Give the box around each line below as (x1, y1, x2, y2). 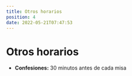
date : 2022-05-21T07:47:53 (6, 19, 73, 25)
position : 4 (6, 14, 36, 20)
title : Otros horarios (6, 8, 62, 15)
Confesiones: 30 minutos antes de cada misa (14, 64, 127, 71)
